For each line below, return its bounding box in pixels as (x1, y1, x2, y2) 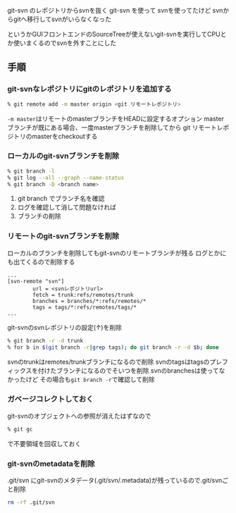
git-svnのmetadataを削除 (7, 459, 95, 469)
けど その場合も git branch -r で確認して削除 (25, 375, 155, 383)
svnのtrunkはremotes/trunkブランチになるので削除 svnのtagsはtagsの (7, 357, 210, 366)
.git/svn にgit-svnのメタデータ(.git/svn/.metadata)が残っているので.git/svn (7, 476, 223, 484)
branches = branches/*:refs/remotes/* (32, 297, 147, 304)
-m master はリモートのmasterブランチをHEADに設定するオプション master (7, 114, 224, 123)
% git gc (7, 426, 33, 433)
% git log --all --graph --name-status (7, 174, 125, 181)
